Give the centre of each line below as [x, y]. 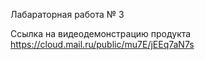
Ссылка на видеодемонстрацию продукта [101, 33]
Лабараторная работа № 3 [67, 14]
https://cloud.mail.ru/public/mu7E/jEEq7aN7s [102, 44]
